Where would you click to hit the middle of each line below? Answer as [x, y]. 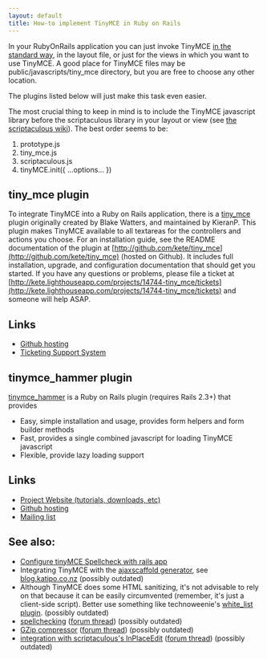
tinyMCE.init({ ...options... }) [66, 169]
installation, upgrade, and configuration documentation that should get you [132, 265]
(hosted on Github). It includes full [177, 257]
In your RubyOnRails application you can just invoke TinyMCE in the [120, 46]
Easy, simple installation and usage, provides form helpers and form [132, 421]
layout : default [35, 16]
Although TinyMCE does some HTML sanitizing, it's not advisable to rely [139, 587]
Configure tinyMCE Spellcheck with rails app [93, 561]
